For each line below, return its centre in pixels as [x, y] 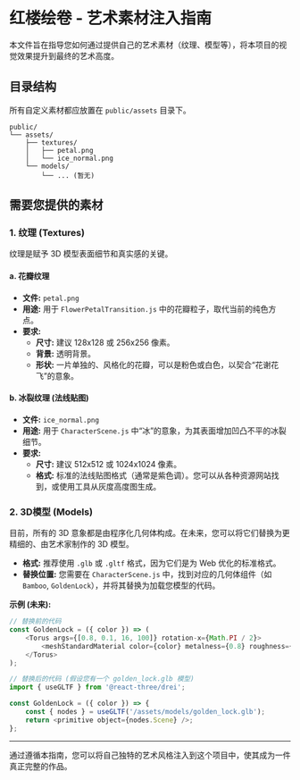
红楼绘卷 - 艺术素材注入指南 [111, 18]
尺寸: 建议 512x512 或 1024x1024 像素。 [108, 464]
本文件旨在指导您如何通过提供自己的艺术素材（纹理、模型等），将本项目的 [144, 45]
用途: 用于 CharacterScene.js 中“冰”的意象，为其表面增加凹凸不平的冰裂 [154, 431]
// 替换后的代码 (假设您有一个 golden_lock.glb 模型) [102, 679]
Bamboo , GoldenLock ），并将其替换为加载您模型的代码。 [121, 585]
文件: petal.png [50, 298]
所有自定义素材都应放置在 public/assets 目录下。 [100, 110]
